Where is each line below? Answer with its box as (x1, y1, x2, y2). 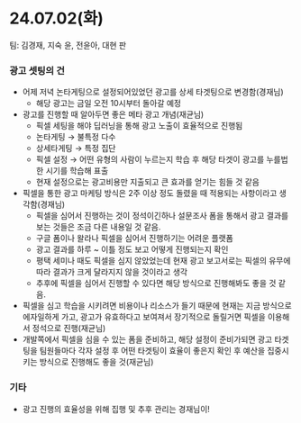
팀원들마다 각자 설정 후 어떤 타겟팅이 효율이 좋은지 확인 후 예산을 (39, 346, 266, 356)
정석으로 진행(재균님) (32, 323, 106, 334)
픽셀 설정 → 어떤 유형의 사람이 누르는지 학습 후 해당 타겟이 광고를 (35, 154, 265, 165)
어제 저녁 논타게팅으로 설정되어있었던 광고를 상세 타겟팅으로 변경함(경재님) (22, 86, 284, 97)
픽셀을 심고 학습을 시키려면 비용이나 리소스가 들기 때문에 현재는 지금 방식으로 (22, 301, 293, 311)
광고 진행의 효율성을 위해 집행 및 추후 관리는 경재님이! (22, 403, 210, 414)
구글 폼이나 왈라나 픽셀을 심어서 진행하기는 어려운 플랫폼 (35, 233, 234, 244)
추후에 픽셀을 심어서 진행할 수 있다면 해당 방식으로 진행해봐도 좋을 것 (35, 278, 277, 289)
